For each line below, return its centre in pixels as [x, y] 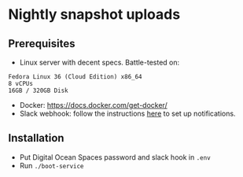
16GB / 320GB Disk [38, 90]
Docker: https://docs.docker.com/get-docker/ [93, 105]
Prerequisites [42, 44]
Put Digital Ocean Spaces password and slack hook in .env [115, 157]
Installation [36, 138]
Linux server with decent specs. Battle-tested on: [99, 62]
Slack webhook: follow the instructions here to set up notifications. [127, 113]
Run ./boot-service [52, 165]
